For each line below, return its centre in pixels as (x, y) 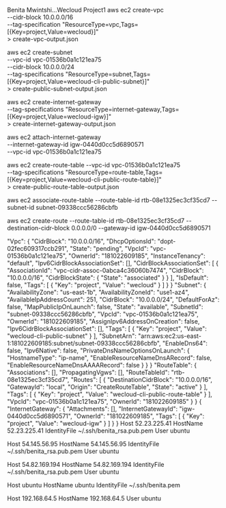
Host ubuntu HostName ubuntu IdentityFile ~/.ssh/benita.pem (94, 485)
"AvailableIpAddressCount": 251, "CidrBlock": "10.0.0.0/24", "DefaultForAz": (113, 300)
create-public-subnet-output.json (60, 89)
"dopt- (167, 241)
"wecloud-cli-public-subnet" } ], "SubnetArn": (72, 336)
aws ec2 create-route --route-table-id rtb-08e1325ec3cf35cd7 (96, 221)
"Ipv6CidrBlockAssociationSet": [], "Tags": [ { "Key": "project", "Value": (107, 329)
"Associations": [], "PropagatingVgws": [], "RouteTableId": (88, 372)
